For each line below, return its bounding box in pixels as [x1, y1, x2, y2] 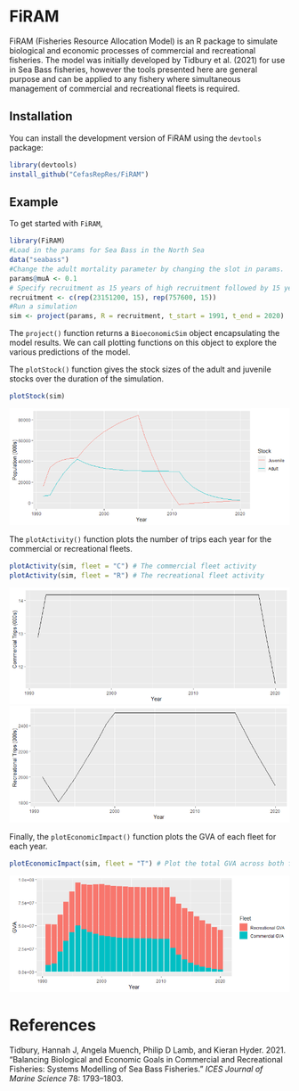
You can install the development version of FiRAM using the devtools [9, 132, 263, 144]
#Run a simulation [9, 302, 77, 311]
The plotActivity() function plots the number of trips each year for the [9, 534, 272, 545]
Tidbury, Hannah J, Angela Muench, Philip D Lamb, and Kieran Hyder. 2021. [9, 1045, 287, 1055]
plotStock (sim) [9, 392, 66, 401]
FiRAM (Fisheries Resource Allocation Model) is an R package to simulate [9, 36, 279, 46]
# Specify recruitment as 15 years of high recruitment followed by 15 [9, 283, 280, 292]
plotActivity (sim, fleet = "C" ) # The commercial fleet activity [9, 562, 256, 571]
